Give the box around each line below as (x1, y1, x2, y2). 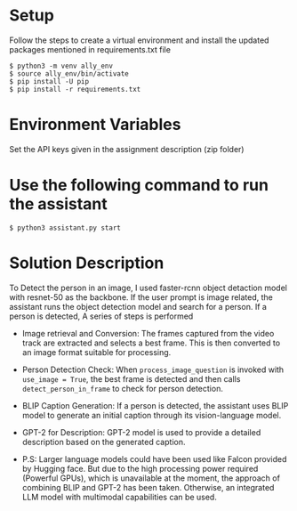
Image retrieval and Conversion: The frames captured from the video (21, 328, 275, 338)
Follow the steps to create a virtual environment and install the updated (9, 35, 269, 45)
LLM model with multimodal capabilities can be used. (21, 491, 218, 502)
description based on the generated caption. (21, 436, 186, 447)
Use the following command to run (9, 175, 269, 196)
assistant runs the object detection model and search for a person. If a (9, 301, 267, 312)
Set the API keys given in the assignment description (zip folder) (9, 143, 245, 154)
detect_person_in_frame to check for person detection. (21, 383, 224, 393)
